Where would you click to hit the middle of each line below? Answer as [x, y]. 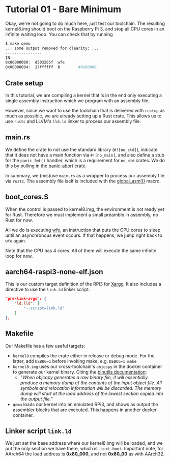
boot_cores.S [27, 197]
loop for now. [19, 256]
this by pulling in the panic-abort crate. [46, 166]
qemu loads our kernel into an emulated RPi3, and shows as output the [86, 404]
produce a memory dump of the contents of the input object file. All [91, 383]
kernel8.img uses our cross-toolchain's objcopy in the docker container [87, 366]
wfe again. [16, 240]
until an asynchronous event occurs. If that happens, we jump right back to [84, 235]
